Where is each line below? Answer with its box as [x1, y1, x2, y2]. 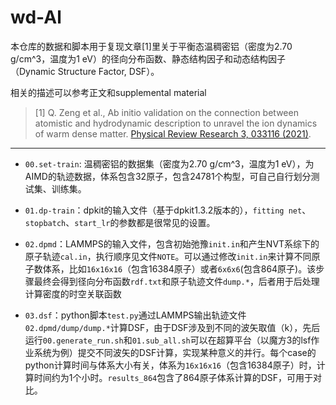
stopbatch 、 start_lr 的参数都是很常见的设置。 [24, 216, 216, 228]
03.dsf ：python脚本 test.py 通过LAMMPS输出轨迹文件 [24, 309, 247, 321]
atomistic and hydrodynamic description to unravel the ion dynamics [34, 117, 318, 129]
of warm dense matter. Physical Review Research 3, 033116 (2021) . [34, 127, 312, 140]
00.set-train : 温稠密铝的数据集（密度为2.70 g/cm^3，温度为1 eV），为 [24, 157, 315, 170]
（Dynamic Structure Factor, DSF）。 [10, 65, 160, 77]
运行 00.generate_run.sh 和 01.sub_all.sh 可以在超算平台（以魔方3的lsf [24, 334, 312, 346]
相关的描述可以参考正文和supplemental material [10, 86, 207, 98]
